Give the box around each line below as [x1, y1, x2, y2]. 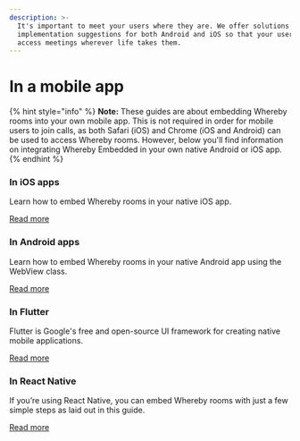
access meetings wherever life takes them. [17, 38, 181, 47]
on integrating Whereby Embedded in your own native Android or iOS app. [9, 144, 283, 155]
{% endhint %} [9, 154, 64, 165]
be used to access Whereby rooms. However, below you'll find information [9, 135, 284, 146]
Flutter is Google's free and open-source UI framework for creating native [9, 326, 281, 336]
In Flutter [9, 305, 49, 318]
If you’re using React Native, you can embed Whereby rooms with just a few [9, 395, 288, 406]
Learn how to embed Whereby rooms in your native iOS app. [9, 196, 232, 207]
